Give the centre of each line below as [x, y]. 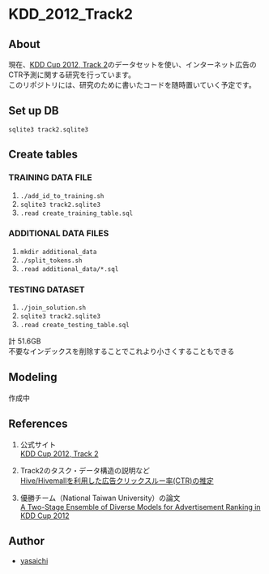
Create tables [43, 155]
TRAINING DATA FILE [50, 178]
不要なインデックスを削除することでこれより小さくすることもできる [122, 352]
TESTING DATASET [47, 289]
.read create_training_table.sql [77, 213]
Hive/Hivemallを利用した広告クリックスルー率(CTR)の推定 [117, 481]
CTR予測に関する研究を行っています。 [72, 75]
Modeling [33, 377]
